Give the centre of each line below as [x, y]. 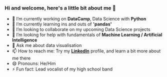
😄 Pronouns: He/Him [34, 63]
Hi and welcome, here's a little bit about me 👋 [60, 8]
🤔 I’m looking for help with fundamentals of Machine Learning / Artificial [87, 35]
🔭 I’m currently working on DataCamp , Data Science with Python [79, 19]
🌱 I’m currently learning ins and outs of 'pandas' [62, 24]
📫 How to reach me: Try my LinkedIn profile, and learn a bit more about [86, 51]
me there [21, 58]
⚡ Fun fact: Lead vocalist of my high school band [62, 69]
